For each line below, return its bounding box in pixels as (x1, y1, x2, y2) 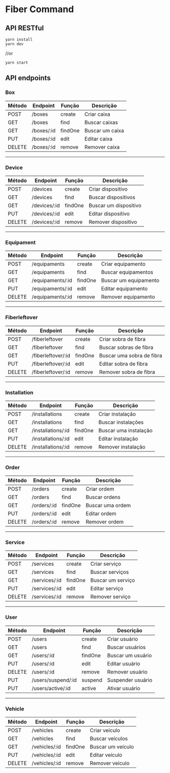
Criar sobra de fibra (99, 335, 146, 342)
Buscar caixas (84, 119, 118, 126)
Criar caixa (84, 110, 110, 117)
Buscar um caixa (84, 127, 124, 134)
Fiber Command (5, 4, 74, 15)
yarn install (5, 37, 33, 42)
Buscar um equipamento (101, 277, 159, 284)
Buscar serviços (90, 569, 129, 576)
